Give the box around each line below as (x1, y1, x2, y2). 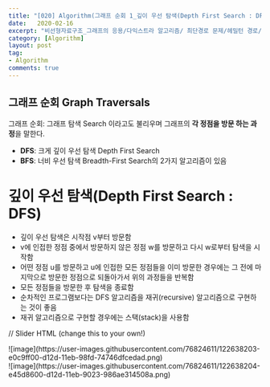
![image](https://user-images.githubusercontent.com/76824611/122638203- (8, 344, 260, 353)
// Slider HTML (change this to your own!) (8, 328, 146, 338)
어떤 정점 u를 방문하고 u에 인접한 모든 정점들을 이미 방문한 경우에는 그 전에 (19, 262, 253, 271)
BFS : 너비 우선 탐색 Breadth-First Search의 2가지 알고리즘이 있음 (19, 156, 227, 165)
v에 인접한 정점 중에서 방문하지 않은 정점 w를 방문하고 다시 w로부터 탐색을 (19, 242, 252, 251)
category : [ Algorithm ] (8, 34, 84, 43)
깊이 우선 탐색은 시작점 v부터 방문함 (19, 232, 132, 242)
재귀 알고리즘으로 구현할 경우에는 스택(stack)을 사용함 (19, 312, 190, 322)
